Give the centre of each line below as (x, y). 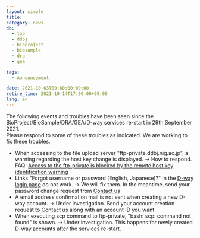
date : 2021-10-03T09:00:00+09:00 (48, 88)
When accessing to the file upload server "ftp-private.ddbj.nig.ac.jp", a (101, 153)
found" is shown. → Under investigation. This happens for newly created (104, 222)
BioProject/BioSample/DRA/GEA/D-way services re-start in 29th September (99, 122)
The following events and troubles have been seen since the (80, 116)
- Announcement (30, 78)
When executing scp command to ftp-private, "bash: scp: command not (103, 216)
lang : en (17, 99)
